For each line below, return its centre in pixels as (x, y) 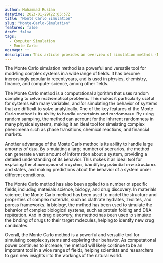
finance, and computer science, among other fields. (57, 84)
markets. (14, 134)
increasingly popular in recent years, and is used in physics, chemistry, (76, 79)
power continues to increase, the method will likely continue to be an (74, 245)
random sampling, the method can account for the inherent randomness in (79, 119)
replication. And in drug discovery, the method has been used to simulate (78, 215)
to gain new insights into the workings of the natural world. (64, 256)
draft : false (18, 32)
